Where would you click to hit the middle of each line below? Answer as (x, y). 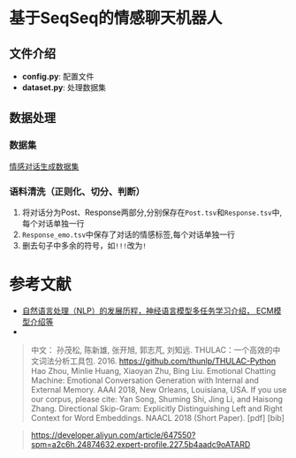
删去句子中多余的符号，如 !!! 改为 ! (84, 245)
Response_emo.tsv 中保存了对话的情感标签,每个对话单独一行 (129, 234)
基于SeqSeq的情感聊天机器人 (116, 18)
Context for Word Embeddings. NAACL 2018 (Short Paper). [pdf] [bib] (158, 417)
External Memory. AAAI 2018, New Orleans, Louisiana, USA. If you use (159, 389)
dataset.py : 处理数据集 (64, 88)
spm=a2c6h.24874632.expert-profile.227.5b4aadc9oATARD (140, 444)
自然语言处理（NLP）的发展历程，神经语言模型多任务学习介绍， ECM (148, 310)
